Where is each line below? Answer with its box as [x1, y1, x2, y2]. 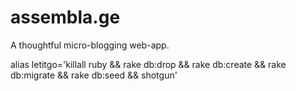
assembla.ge [10, 6, 121, 29]
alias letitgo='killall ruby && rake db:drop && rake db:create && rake [10, 58, 287, 70]
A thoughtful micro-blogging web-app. [10, 39, 170, 51]
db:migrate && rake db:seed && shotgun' [10, 69, 178, 81]
